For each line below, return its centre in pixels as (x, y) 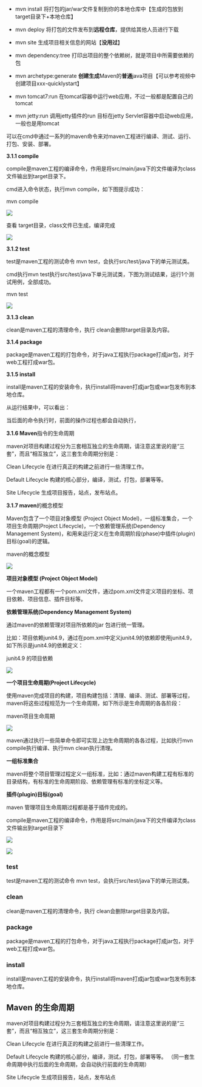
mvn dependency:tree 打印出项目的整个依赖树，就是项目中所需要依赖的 (104, 55)
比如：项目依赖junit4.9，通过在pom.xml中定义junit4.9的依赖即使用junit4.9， (101, 638)
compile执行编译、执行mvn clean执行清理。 (61, 748)
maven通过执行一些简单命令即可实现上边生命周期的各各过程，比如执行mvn (100, 740)
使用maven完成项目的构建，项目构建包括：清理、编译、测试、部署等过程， (99, 696)
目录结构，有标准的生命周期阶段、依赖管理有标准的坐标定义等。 (86, 781)
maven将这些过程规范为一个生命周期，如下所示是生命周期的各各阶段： (94, 703)
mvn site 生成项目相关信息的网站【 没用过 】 (69, 42)
